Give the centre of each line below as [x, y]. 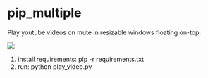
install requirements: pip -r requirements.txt [81, 59]
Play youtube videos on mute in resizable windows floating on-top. [104, 32]
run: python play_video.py [55, 66]
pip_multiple [44, 13]
